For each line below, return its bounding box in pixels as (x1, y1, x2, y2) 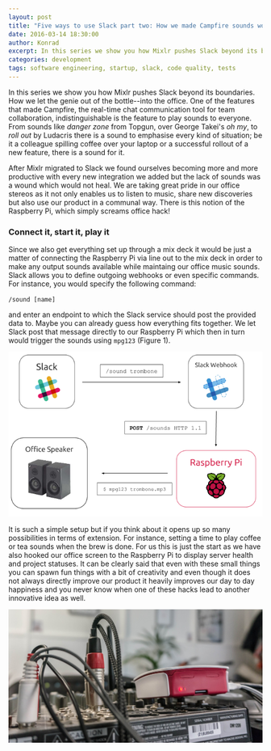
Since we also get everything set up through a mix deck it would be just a (8, 245, 252, 255)
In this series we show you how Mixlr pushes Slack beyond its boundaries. (8, 87, 256, 97)
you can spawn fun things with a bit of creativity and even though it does (8, 567, 251, 577)
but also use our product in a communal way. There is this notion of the (8, 197, 245, 207)
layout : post (8, 13, 52, 21)
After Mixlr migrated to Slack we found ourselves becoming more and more (8, 162, 259, 173)
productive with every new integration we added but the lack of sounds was (8, 171, 261, 181)
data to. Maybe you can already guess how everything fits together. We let (8, 319, 256, 328)
